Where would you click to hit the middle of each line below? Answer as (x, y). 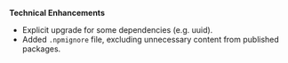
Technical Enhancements (57, 13)
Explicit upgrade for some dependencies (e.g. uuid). (117, 30)
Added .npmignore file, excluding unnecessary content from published (151, 39)
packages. (41, 49)
